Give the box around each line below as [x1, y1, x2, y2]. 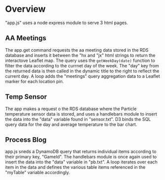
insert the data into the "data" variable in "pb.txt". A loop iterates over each [5, 159, 158, 165]
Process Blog [5, 135, 47, 144]
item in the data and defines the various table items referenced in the [5, 164, 146, 170]
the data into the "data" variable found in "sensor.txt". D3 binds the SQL [5, 116, 151, 122]
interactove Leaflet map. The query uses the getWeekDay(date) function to [5, 58, 156, 63]
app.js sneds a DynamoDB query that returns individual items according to [5, 149, 157, 154]
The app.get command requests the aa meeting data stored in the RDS [5, 47, 149, 53]
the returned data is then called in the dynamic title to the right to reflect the [5, 68, 160, 74]
